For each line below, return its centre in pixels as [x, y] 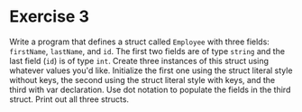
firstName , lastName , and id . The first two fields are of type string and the [147, 51]
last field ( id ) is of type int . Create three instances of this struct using [139, 61]
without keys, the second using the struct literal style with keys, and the [142, 79]
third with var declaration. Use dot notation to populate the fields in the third [150, 89]
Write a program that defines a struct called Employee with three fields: [140, 42]
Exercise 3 [50, 17]
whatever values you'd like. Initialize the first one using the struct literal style [151, 70]
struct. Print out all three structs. [69, 99]
